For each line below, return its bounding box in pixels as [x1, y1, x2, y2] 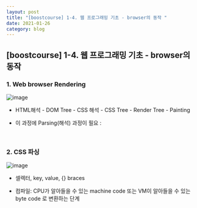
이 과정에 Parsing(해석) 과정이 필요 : [15, 119, 102, 127]
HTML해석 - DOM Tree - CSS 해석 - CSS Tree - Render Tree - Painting [15, 106, 190, 113]
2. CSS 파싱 [6, 147, 40, 156]
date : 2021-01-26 [6, 20, 51, 26]
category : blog [6, 26, 45, 32]
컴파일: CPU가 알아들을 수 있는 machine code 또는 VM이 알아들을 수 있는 [15, 187, 191, 195]
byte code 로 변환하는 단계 [15, 195, 80, 203]
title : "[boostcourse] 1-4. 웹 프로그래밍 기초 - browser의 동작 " [6, 15, 168, 21]
